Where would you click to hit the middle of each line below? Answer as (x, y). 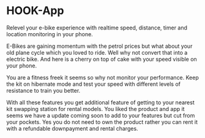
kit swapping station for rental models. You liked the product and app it (95, 109)
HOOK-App (35, 11)
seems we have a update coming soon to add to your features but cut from (101, 115)
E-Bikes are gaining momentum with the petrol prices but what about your (99, 46)
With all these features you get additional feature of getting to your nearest (100, 102)
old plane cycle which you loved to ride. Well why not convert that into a (97, 52)
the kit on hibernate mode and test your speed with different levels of (93, 84)
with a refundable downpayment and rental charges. (73, 128)
